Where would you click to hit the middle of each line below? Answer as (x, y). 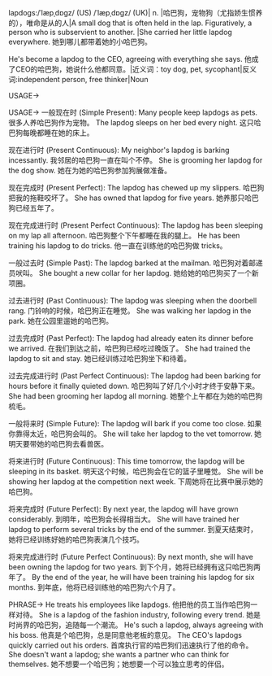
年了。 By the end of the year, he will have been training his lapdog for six (132, 577)
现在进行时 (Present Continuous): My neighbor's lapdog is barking (119, 150)
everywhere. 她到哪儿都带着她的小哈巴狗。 (80, 41)
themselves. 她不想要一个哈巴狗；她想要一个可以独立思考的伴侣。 (119, 664)
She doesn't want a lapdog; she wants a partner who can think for (119, 654)
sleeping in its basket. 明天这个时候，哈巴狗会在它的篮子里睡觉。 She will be (136, 471)
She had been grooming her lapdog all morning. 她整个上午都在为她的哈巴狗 (136, 396)
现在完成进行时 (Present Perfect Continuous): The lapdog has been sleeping (136, 225)
